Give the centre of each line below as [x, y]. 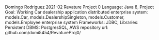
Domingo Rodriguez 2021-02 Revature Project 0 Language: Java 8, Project [79, 7]
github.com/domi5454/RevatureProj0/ [43, 33]
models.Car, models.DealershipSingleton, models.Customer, [65, 17]
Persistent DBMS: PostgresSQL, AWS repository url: [57, 27]
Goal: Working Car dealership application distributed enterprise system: [77, 12]
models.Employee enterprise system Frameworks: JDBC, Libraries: [72, 22]
